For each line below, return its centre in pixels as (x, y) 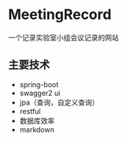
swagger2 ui (40, 93)
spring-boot (39, 84)
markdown (37, 129)
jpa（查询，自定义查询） (59, 102)
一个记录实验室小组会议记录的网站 (64, 37)
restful (30, 111)
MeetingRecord (60, 15)
